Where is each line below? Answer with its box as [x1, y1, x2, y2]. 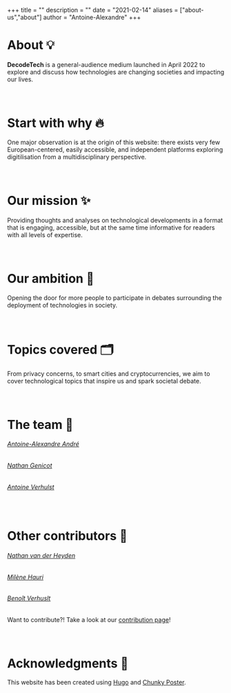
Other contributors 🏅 [7, 528, 128, 544]
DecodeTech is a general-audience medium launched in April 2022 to [7, 60, 205, 68]
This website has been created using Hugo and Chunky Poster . [7, 679, 186, 687]
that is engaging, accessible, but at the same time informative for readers [7, 223, 215, 232]
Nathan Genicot [7, 461, 52, 470]
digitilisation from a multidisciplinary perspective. [7, 153, 147, 161]
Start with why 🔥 [7, 115, 105, 130]
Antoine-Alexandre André [7, 440, 79, 448]
